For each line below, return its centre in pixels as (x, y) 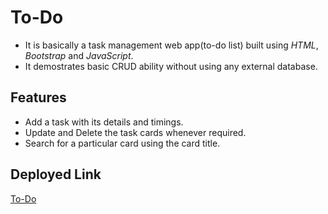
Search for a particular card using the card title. (122, 143)
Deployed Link (56, 174)
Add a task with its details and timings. (104, 122)
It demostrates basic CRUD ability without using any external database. (171, 66)
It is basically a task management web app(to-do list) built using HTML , (171, 45)
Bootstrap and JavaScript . (79, 55)
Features (38, 97)
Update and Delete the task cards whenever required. (135, 132)
